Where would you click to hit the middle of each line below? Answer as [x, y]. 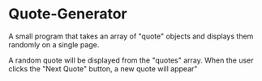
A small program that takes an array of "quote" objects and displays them [131, 36]
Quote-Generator [68, 14]
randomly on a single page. [54, 44]
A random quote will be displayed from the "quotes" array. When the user [131, 60]
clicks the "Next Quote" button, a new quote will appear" [103, 68]
